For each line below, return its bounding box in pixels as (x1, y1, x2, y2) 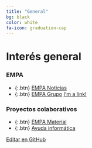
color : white (6, 19, 38, 25)
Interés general (6, 50, 82, 63)
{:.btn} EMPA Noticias (14, 84, 67, 91)
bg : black (6, 14, 30, 20)
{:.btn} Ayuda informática (14, 125, 76, 132)
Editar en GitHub (6, 136, 46, 143)
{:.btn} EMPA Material (14, 118, 67, 126)
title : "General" (6, 8, 49, 15)
